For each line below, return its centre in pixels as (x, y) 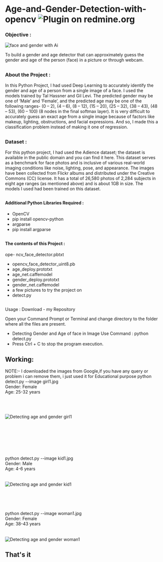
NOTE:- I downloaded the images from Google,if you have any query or (77, 371)
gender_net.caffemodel (36, 285)
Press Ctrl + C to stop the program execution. (58, 344)
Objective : (18, 35)
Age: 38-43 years (23, 524)
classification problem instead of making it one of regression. (67, 127)
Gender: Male (19, 464)
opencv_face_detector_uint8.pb (44, 264)
